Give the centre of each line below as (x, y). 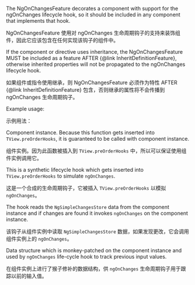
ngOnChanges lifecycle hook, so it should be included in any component (93, 15)
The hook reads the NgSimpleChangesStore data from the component (88, 207)
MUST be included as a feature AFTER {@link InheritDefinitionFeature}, (91, 58)
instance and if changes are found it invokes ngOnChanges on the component (97, 213)
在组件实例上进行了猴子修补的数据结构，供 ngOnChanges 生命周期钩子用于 (93, 269)
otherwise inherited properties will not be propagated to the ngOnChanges (96, 64)
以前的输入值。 (29, 276)
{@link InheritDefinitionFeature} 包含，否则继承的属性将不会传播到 (86, 90)
